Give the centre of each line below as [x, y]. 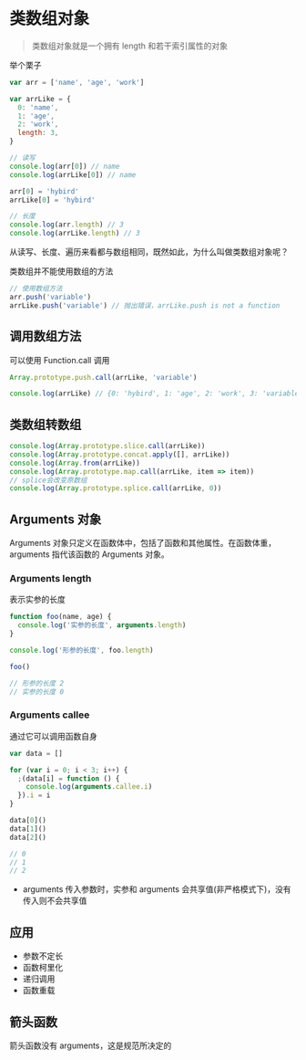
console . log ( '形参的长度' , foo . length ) [82, 651]
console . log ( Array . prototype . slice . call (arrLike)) [107, 446]
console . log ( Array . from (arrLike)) [75, 463]
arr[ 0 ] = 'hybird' [44, 191]
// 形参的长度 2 [37, 683]
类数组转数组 [46, 424]
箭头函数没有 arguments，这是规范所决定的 [91, 1045]
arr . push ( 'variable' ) [51, 297]
